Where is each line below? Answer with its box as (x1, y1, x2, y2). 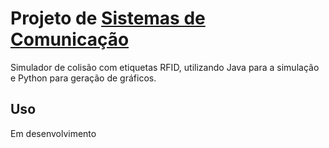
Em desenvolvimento (10, 127, 97, 139)
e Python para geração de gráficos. (10, 72, 157, 84)
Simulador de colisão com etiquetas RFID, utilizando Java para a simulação (10, 61, 320, 73)
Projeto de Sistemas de (10, 7, 206, 30)
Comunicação (10, 28, 130, 51)
